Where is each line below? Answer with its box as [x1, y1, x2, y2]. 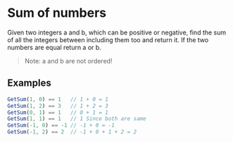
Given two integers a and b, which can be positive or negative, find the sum [7, 28, 227, 37]
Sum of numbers [7, 5, 107, 21]
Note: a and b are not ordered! [24, 56, 113, 65]
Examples [7, 77, 51, 89]
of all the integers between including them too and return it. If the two [7, 35, 209, 44]
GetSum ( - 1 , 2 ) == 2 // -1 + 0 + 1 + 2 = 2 [7, 129, 137, 136]
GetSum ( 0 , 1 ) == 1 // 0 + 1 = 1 [7, 109, 109, 116]
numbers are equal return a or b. [7, 43, 102, 51]
